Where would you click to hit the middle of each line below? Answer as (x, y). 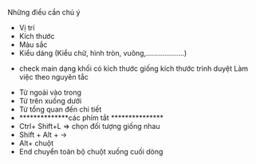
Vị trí (27, 27)
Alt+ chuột (36, 143)
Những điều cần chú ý (44, 12)
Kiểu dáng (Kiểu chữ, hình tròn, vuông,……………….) (103, 53)
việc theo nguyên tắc (54, 77)
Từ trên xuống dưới (50, 101)
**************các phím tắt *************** (91, 118)
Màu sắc (33, 45)
